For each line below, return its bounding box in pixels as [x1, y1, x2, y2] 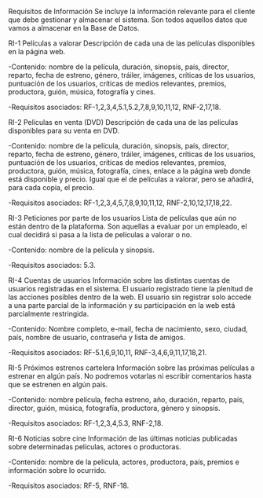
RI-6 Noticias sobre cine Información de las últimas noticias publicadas [8, 434, 238, 443]
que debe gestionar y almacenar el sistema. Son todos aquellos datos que [8, 15, 247, 24]
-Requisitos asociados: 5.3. [8, 261, 96, 269]
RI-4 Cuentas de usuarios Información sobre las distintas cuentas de [8, 276, 230, 285]
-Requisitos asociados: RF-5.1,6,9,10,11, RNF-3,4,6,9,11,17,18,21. [8, 348, 207, 357]
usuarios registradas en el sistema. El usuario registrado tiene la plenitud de [8, 284, 254, 293]
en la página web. [8, 47, 66, 56]
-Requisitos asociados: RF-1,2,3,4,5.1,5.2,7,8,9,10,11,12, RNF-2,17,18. [8, 102, 221, 112]
